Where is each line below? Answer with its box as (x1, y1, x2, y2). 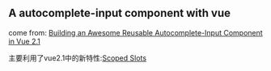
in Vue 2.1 (8, 36, 40, 46)
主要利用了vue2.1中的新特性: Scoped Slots (8, 52, 147, 63)
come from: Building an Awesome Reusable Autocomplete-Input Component (8, 27, 263, 37)
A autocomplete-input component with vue (8, 6, 231, 20)
